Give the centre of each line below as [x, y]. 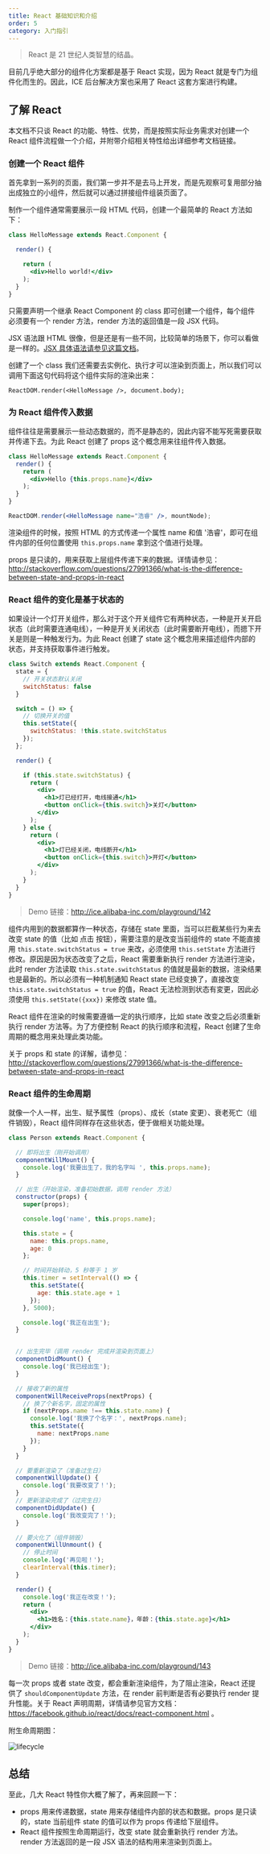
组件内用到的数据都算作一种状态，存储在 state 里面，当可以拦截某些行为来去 [135, 928]
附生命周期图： [33, 1730]
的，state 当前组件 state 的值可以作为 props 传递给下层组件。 [121, 1822]
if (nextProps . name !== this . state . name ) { [97, 1411]
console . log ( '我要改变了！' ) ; [70, 1486]
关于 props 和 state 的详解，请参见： [69, 1053]
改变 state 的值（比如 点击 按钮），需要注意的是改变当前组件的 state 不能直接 [135, 939]
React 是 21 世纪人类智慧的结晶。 [83, 55]
